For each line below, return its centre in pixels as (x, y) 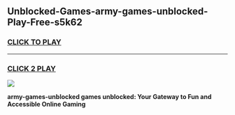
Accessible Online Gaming (47, 104)
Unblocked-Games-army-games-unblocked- (108, 11)
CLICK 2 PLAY (31, 68)
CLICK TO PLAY (34, 43)
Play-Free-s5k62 (45, 23)
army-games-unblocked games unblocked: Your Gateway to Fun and (109, 96)
